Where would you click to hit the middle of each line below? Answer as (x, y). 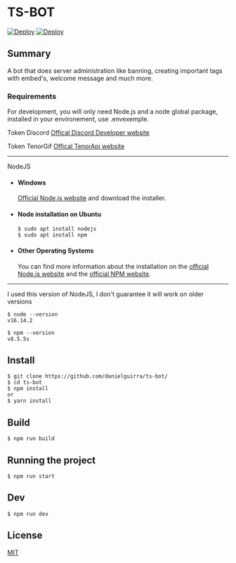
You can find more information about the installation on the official (113, 266)
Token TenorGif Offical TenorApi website (66, 146)
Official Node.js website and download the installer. (92, 198)
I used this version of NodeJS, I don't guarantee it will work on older (106, 294)
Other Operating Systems (55, 251)
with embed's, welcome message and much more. (80, 78)
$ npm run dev (28, 514)
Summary (29, 54)
